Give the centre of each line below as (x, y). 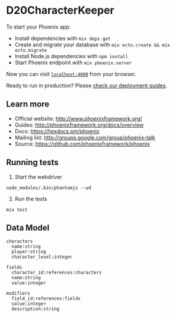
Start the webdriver (38, 177)
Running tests (33, 163)
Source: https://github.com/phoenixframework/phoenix (82, 144)
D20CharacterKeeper (60, 10)
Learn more (28, 104)
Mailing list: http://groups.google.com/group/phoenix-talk (85, 137)
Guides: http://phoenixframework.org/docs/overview (79, 125)
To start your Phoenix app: (39, 27)
